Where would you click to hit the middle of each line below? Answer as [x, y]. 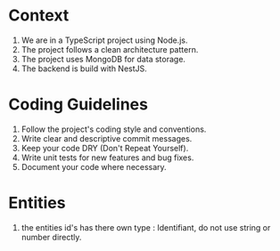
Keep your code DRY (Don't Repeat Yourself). [105, 148]
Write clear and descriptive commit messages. [107, 138]
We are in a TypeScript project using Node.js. [104, 40]
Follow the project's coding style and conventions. [114, 129]
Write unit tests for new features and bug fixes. [107, 158]
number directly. [51, 237]
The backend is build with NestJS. [84, 69]
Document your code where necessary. [94, 166]
